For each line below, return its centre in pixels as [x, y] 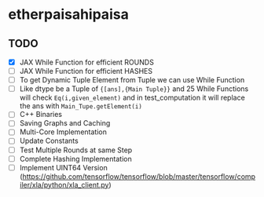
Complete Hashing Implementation [75, 159]
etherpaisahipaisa [69, 15]
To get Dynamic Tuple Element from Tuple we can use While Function [132, 80]
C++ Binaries [41, 115]
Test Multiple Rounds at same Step [76, 150]
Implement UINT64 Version [63, 167]
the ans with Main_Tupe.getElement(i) [81, 106]
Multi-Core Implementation [63, 132]
